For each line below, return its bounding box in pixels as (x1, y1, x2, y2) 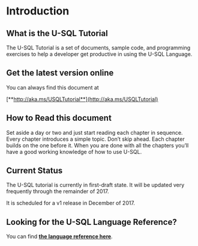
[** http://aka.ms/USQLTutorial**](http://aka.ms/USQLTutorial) (6, 95, 158, 103)
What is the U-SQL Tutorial (6, 28, 108, 38)
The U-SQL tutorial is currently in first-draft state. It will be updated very (6, 182, 185, 189)
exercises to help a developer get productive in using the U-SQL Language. (6, 51, 193, 58)
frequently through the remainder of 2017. (6, 188, 109, 195)
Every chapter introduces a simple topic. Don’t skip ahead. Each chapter (6, 135, 185, 143)
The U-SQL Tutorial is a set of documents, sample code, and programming (6, 44, 191, 51)
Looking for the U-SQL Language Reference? (6, 217, 177, 227)
